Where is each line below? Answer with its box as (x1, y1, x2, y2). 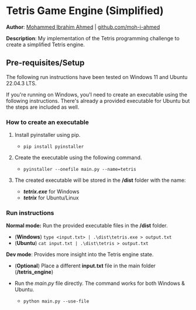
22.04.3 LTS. (6, 80, 37, 87)
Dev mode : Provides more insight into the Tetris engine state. (6, 251, 154, 258)
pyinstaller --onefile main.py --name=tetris (23, 167, 136, 173)
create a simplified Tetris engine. (6, 41, 85, 48)
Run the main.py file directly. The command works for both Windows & (14, 280, 185, 287)
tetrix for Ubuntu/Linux (23, 194, 79, 201)
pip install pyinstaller (23, 144, 84, 150)
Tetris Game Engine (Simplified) (6, 4, 164, 18)
